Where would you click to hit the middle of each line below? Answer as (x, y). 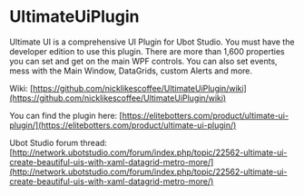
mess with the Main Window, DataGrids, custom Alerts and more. (131, 71)
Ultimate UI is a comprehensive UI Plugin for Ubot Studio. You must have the (152, 42)
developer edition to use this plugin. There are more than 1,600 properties (147, 51)
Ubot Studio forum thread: (58, 142)
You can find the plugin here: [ (66, 115)
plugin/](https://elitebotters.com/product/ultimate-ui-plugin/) (123, 125)
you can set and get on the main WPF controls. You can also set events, (144, 61)
